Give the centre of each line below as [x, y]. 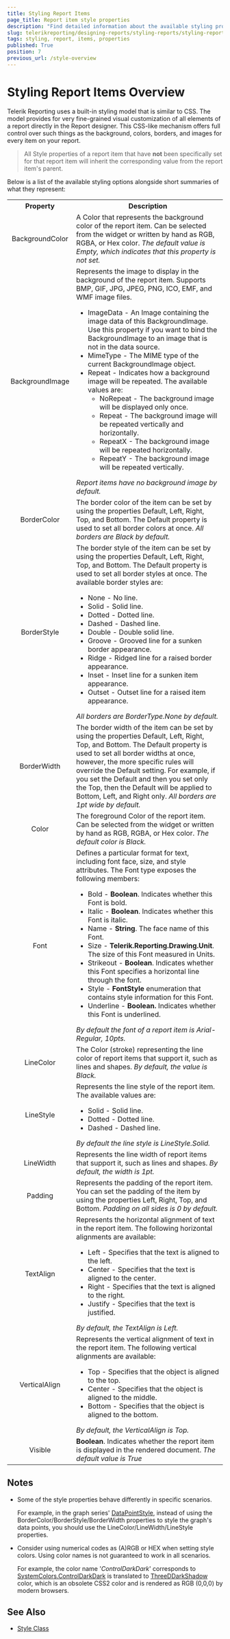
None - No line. [113, 597]
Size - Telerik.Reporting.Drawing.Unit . [151, 946]
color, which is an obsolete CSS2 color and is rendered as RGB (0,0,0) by [120, 1583]
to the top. [104, 1380]
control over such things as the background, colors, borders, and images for [115, 133]
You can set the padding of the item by [138, 1191]
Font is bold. [107, 902]
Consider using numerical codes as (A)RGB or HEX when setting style [115, 1548]
